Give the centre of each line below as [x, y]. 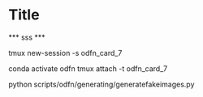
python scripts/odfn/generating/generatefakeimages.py [101, 84]
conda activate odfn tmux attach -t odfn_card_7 [88, 68]
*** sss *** [27, 37]
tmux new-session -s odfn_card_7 [65, 53]
